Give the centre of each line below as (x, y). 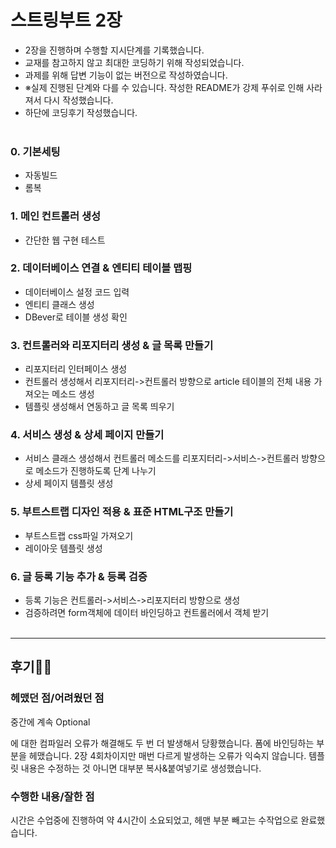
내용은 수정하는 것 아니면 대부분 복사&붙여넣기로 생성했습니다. (141, 768)
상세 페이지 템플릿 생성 (69, 483)
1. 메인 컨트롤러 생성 (56, 216)
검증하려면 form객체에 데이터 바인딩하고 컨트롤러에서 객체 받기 (147, 613)
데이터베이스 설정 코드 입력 (77, 292)
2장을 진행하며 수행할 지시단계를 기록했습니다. (114, 50)
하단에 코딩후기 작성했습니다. (81, 112)
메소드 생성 (73, 394)
